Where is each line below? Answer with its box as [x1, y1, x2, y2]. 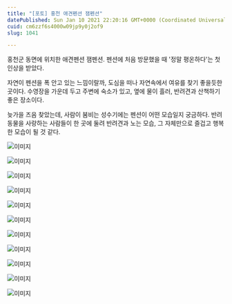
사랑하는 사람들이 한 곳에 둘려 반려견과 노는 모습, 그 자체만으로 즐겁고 [25, 119, 212, 128]
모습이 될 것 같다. [14, 128, 61, 136]
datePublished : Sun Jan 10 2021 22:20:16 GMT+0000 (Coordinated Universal [7, 17, 227, 23]
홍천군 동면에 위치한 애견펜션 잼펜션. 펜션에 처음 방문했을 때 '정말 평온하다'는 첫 [7, 55, 221, 64]
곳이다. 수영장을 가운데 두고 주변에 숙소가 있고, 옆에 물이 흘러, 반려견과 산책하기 [7, 87, 221, 95]
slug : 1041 [7, 29, 39, 37]
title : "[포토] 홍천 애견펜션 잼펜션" [7, 10, 103, 17]
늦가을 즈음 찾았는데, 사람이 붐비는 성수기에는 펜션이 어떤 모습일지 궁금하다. [7, 111, 210, 119]
